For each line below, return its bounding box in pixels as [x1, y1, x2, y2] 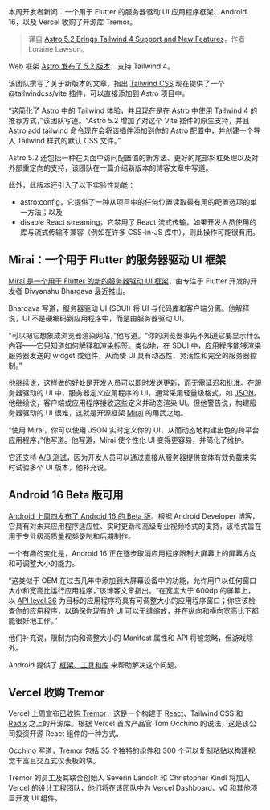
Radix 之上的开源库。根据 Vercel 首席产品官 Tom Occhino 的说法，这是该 [8, 719, 250, 729]
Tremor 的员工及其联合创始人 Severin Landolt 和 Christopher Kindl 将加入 [8, 773, 251, 783]
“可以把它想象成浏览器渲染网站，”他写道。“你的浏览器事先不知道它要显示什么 [8, 330, 261, 340]
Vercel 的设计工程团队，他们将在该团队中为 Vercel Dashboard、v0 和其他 [8, 783, 252, 793]
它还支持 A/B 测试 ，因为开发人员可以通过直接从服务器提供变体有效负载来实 [8, 452, 257, 461]
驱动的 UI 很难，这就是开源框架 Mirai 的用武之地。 [22, 407, 188, 417]
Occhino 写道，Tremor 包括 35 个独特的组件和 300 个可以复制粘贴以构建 [8, 746, 249, 755]
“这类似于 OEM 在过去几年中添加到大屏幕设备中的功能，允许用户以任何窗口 [8, 575, 257, 585]
